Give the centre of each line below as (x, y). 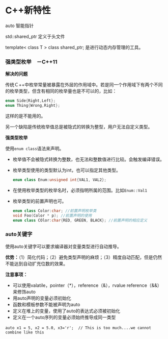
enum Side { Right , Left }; (31, 101)
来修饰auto (24, 292)
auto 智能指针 (20, 26)
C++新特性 (28, 10)
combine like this (25, 332)
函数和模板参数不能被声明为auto (46, 304)
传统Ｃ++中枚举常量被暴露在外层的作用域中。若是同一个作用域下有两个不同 (84, 85)
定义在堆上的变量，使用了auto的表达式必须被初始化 (66, 311)
